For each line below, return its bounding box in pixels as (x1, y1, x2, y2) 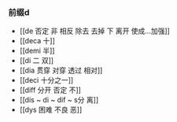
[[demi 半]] (19, 46, 55, 56)
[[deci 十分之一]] (19, 76, 74, 85)
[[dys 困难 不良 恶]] (19, 105, 83, 115)
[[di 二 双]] (19, 56, 53, 65)
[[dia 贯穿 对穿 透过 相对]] (19, 65, 103, 76)
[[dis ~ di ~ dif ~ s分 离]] (19, 95, 99, 105)
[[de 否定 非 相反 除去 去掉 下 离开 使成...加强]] (19, 26, 171, 36)
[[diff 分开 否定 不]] (19, 85, 81, 95)
